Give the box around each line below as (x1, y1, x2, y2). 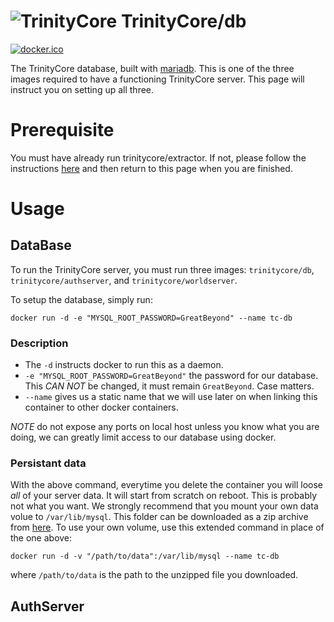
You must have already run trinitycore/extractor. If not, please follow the (10, 151, 307, 164)
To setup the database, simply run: (10, 293, 153, 305)
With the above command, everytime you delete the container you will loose (10, 479, 324, 491)
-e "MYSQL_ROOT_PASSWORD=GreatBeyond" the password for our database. (24, 370, 319, 382)
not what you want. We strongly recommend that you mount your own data (10, 500, 319, 512)
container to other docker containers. (24, 401, 179, 414)
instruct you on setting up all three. (10, 83, 155, 95)
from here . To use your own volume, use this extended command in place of (10, 521, 325, 534)
